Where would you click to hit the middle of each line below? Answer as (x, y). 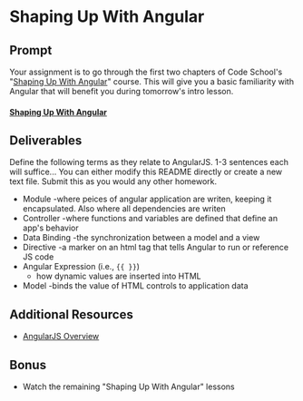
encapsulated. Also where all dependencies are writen (124, 209)
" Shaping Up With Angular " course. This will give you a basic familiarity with (152, 82)
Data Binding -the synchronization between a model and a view (141, 238)
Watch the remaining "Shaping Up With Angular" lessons (129, 386)
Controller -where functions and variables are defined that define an (150, 219)
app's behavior (50, 228)
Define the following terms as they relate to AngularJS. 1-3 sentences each (149, 162)
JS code (38, 257)
